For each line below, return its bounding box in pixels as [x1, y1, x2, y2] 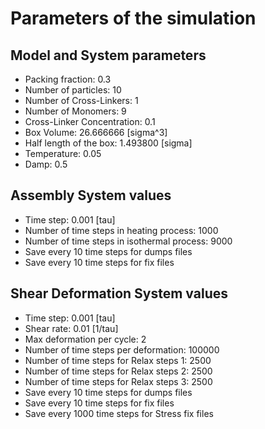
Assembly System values [10, 187, 172, 204]
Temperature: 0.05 [24, 148, 102, 159]
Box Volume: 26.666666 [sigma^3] [24, 127, 168, 138]
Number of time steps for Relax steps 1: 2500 [24, 354, 212, 366]
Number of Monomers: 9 [24, 105, 127, 117]
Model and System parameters [10, 47, 207, 64]
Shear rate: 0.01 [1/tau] [24, 322, 119, 334]
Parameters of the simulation [10, 7, 257, 30]
